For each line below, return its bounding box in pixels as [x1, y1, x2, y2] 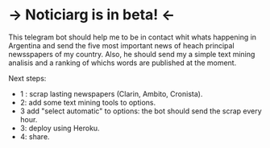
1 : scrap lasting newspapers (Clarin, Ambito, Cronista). [19, 88, 203, 98]
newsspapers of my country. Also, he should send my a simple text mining [8, 49, 255, 59]
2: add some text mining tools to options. [19, 97, 156, 107]
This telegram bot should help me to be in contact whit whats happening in [8, 32, 256, 42]
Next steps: [8, 73, 47, 83]
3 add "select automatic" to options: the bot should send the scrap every [19, 106, 262, 116]
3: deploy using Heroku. [19, 123, 100, 133]
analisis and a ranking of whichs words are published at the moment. [8, 58, 237, 68]
